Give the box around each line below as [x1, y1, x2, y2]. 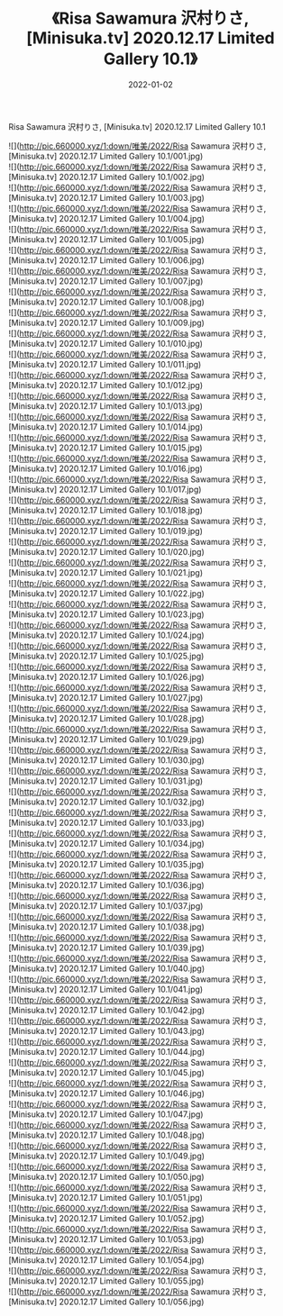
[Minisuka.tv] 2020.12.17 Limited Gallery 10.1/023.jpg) [8, 609, 205, 620]
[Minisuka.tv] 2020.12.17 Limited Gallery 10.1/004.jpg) [8, 213, 205, 223]
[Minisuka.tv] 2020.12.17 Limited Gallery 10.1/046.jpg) [8, 1087, 205, 1099]
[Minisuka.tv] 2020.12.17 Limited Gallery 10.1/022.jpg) [8, 587, 205, 599]
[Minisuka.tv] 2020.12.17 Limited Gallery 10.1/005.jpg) [8, 233, 205, 244]
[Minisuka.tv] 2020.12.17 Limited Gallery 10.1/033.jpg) [8, 817, 205, 828]
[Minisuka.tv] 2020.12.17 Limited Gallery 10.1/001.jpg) [8, 150, 204, 161]
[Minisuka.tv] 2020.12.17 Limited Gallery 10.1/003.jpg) [8, 192, 205, 203]
